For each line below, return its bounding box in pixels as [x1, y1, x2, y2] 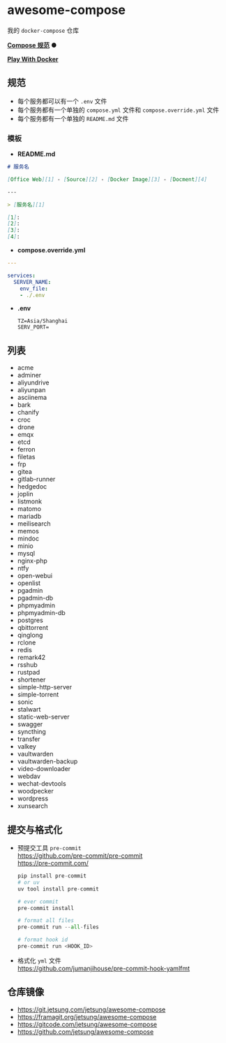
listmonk [17, 497, 43, 505]
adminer [17, 371, 42, 380]
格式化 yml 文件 [17, 956, 61, 965]
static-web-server [17, 712, 70, 721]
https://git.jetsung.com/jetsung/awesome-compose [17, 1005, 166, 1014]
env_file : [20, 285, 49, 292]
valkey [17, 742, 36, 751]
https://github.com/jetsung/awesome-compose [17, 1027, 154, 1036]
